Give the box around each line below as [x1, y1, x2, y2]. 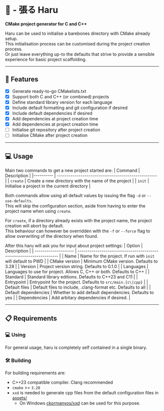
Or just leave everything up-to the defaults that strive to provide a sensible [5, 51, 155, 57]
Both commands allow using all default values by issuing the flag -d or [5, 193, 146, 199]
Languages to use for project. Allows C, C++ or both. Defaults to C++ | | [5, 269, 150, 274]
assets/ [12, 395, 27, 401]
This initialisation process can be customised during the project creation [5, 41, 150, 46]
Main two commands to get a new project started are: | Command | [5, 167, 140, 174]
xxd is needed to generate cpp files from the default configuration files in [12, 390, 159, 396]
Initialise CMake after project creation [12, 133, 88, 138]
